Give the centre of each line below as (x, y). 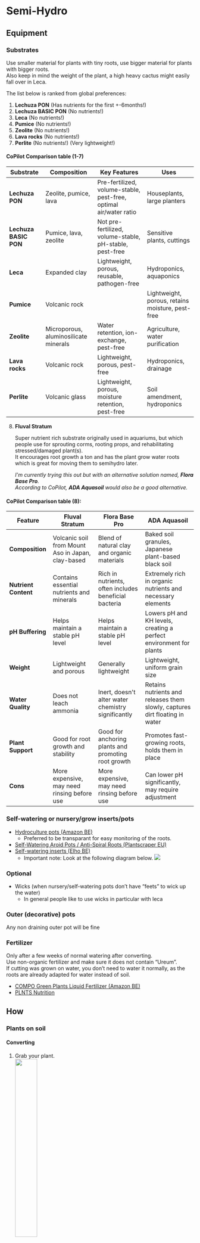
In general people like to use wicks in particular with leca (93, 899)
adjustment (161, 797)
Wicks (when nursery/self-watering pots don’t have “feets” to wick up (100, 886)
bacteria (110, 604)
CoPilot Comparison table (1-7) (45, 157)
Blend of (110, 538)
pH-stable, (112, 244)
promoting (112, 754)
